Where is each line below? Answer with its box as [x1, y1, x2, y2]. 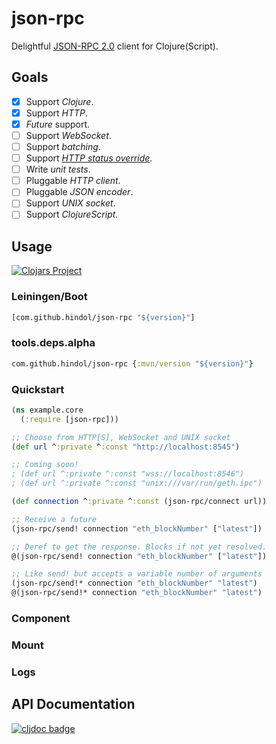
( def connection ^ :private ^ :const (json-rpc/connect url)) [11, 497, 268, 507]
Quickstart [11, 382, 65, 396]
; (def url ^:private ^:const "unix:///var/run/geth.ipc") [11, 478, 263, 489]
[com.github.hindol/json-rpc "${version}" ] [11, 312, 196, 322]
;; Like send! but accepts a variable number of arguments [11, 569, 263, 579]
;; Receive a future [11, 514, 98, 524]
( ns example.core [11, 405, 84, 415]
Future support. [25, 118, 91, 130]
